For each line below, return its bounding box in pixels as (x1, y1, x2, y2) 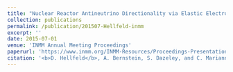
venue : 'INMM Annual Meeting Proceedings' (7, 42, 132, 49)
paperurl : (7, 49, 36, 56)
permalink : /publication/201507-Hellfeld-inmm (7, 23, 144, 29)
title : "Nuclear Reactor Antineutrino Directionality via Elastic (7, 10, 203, 17)
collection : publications (7, 16, 82, 23)
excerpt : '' (7, 29, 42, 36)
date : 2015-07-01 (7, 36, 58, 43)
